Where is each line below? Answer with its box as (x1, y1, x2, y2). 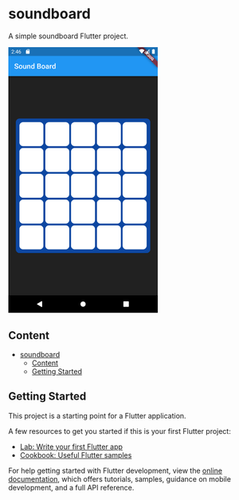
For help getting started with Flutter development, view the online (8, 466, 223, 475)
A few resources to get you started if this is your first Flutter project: (8, 426, 231, 435)
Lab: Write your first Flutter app (19, 442, 123, 451)
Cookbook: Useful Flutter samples (19, 450, 132, 459)
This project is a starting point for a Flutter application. (8, 411, 186, 420)
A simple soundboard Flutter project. (8, 31, 129, 41)
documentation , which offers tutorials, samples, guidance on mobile (8, 474, 231, 483)
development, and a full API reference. (8, 482, 135, 492)
